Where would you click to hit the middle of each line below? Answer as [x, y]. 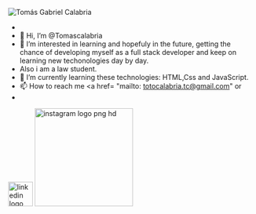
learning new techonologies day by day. [84, 60]
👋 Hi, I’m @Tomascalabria [61, 36]
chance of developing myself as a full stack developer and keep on [128, 52]
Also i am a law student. [58, 69]
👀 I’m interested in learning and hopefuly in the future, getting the [125, 44]
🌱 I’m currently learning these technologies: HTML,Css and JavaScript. [134, 77]
